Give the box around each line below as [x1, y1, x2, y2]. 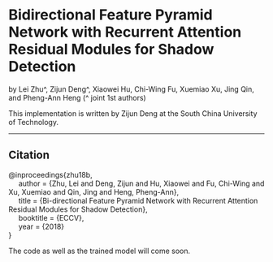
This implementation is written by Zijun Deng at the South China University [8, 108, 258, 118]
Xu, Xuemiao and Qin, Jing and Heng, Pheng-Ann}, [8, 187, 180, 196]
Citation [8, 148, 50, 162]
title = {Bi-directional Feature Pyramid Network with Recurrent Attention [18, 195, 258, 205]
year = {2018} [18, 221, 65, 231]
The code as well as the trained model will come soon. [8, 246, 191, 256]
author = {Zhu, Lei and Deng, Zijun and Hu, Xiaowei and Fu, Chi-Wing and [18, 178, 265, 188]
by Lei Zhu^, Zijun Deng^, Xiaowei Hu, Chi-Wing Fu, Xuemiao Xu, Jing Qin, [8, 84, 254, 94]
